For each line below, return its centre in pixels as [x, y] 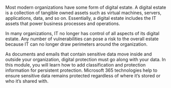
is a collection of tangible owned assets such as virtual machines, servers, [83, 13]
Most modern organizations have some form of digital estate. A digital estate [86, 7]
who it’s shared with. [27, 81]
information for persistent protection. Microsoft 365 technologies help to [81, 70]
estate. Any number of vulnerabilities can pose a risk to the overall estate [82, 39]
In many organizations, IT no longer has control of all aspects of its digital [82, 33]
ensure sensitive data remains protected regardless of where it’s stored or [83, 76]
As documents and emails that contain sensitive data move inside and [79, 54]
